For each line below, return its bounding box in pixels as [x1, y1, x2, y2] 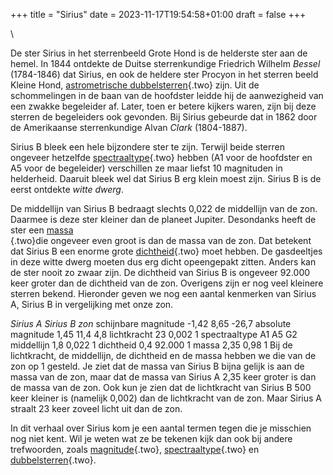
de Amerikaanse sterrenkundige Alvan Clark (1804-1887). [10, 122, 248, 133]
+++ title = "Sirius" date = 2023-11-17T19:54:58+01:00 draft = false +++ [10, 9, 307, 20]
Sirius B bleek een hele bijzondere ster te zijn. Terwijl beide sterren [10, 141, 285, 153]
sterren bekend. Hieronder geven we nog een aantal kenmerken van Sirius [10, 288, 317, 299]
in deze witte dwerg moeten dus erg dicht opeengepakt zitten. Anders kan [10, 256, 317, 268]
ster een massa [10, 224, 74, 236]
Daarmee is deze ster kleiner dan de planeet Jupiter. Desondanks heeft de [10, 214, 317, 225]
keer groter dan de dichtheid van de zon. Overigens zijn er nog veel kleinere [10, 277, 324, 289]
